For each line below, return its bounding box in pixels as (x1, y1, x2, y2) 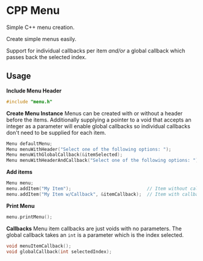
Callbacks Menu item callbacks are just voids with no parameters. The (6, 225, 182, 232)
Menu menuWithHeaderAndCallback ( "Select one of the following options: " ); (6, 158, 201, 164)
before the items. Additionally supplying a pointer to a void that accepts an (6, 116, 192, 123)
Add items (6, 169, 33, 176)
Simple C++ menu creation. (6, 24, 75, 31)
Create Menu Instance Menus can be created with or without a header (6, 109, 183, 117)
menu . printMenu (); (6, 214, 53, 220)
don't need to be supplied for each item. (6, 129, 106, 136)
